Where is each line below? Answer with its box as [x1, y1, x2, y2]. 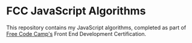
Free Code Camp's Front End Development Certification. [6, 30, 147, 37]
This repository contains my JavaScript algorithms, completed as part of [6, 24, 187, 31]
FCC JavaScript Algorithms [6, 4, 146, 18]
